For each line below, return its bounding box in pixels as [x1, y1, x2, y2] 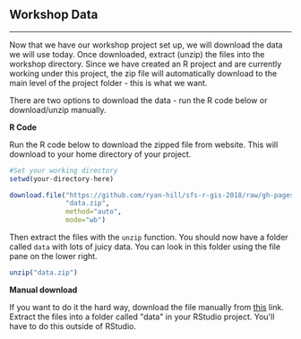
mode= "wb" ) [65, 215, 106, 225]
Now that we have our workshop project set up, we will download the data [9, 39, 283, 50]
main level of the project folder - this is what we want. [9, 77, 208, 88]
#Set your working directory [9, 166, 118, 175]
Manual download [9, 284, 78, 295]
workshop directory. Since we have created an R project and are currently [9, 58, 282, 69]
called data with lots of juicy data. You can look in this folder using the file [9, 241, 280, 252]
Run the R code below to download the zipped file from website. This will [9, 139, 279, 150]
